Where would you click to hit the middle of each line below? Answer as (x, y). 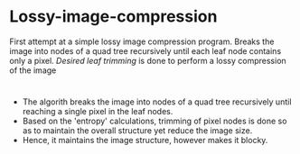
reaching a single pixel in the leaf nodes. (98, 112)
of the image (33, 70)
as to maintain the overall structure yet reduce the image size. (137, 131)
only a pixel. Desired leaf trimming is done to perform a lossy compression (148, 60)
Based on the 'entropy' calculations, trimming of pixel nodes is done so (155, 121)
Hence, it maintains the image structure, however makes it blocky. (145, 140)
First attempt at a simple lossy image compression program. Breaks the (142, 41)
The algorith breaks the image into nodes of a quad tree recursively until (157, 102)
